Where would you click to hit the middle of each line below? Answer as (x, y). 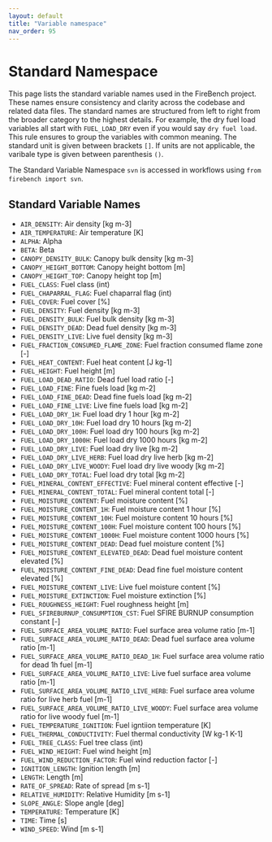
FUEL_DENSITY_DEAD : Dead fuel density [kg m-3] (98, 328)
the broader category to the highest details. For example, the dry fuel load (132, 120)
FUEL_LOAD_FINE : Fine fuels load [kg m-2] (88, 388)
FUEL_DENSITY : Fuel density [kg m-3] (80, 311)
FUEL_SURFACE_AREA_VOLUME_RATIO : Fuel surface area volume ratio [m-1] (138, 630)
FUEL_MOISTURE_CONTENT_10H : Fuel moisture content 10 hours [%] (126, 518)
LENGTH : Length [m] (52, 777)
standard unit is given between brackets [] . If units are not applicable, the (132, 146)
